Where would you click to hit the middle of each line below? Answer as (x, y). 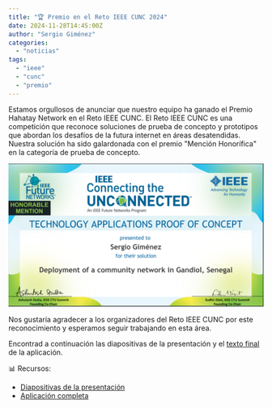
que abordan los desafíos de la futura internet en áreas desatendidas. (125, 135)
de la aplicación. (36, 352)
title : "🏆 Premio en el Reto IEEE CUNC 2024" (88, 17)
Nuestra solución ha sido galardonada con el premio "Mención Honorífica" (133, 143)
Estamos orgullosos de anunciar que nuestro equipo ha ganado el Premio (131, 109)
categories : (28, 43)
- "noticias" (38, 51)
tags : (17, 60)
